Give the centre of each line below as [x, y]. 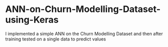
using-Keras [32, 20]
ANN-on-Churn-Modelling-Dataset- [83, 9]
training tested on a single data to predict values [56, 39]
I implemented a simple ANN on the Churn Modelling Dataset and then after [84, 33]
